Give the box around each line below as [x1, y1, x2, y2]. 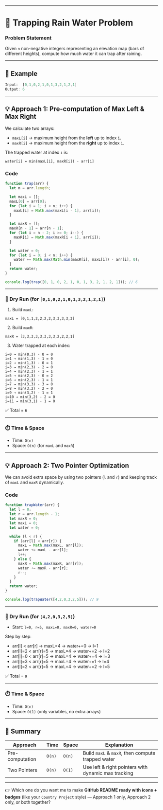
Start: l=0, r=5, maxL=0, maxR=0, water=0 [12, 624, 96, 630]
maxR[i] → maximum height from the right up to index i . [12, 140, 125, 146]
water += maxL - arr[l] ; [17, 548, 68, 553]
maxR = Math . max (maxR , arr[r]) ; [17, 561, 83, 566]
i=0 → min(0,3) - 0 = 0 [5, 352, 53, 357]
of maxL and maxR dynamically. [5, 480, 64, 486]
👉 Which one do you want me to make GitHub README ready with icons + [5, 787, 157, 793]
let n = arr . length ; [9, 186, 51, 191]
